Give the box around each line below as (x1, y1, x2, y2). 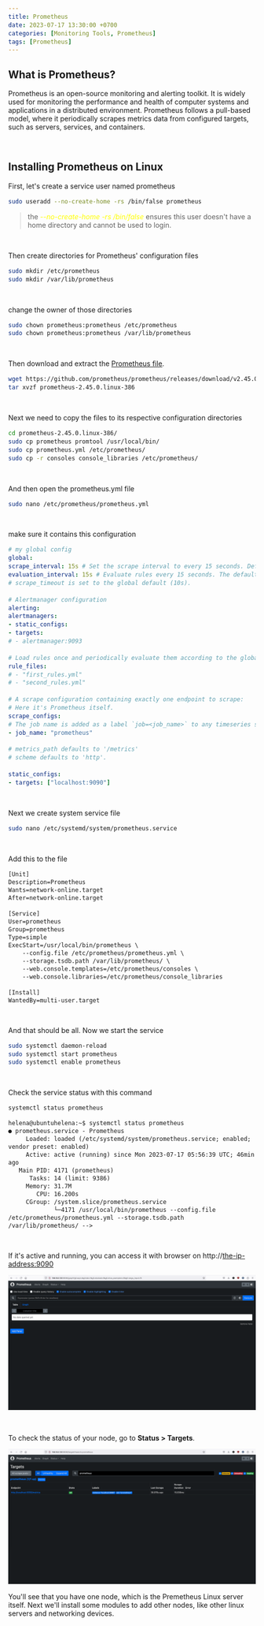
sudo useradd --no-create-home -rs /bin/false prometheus (8, 197, 202, 205)
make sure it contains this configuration (8, 529, 136, 539)
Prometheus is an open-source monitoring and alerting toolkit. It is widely (8, 89, 246, 99)
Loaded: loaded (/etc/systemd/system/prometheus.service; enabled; (25, 1136, 251, 1143)
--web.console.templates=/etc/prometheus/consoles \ (22, 964, 199, 973)
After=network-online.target (8, 893, 104, 902)
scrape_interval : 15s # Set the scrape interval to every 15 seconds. (8, 562, 244, 571)
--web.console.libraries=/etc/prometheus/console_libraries (22, 972, 223, 981)
